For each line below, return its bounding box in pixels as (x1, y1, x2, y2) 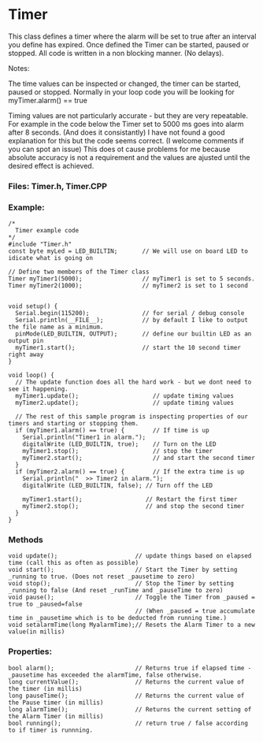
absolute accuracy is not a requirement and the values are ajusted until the (8, 152, 250, 162)
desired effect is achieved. (8, 161, 94, 170)
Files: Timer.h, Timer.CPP (8, 180, 108, 191)
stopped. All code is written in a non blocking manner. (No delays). (8, 48, 224, 58)
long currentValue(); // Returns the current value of (8, 677, 245, 686)
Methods (8, 534, 43, 545)
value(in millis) (8, 628, 65, 636)
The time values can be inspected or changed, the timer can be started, (8, 79, 241, 88)
